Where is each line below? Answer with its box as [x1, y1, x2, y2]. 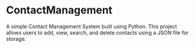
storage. [6, 35, 26, 42]
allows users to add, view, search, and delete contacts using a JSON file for [6, 29, 189, 36]
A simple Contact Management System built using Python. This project [6, 23, 177, 30]
